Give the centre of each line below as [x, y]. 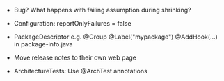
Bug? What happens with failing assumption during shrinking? [102, 10]
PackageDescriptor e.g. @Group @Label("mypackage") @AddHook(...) [115, 37]
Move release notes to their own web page [75, 57]
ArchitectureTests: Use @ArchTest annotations [80, 71]
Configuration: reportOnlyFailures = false [72, 23]
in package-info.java [43, 44]
